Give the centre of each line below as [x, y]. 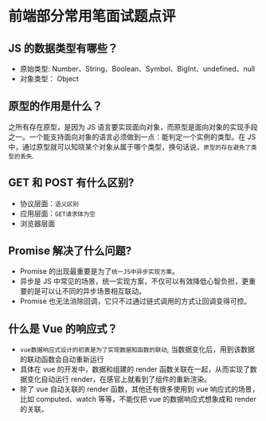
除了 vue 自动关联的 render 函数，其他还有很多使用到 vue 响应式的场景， [139, 389]
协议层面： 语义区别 [49, 203]
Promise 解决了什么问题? [70, 251]
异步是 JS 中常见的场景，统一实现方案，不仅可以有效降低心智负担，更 [134, 281]
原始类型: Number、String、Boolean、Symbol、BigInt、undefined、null [137, 69]
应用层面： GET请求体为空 [57, 213]
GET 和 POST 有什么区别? [71, 183]
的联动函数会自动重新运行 [62, 360]
